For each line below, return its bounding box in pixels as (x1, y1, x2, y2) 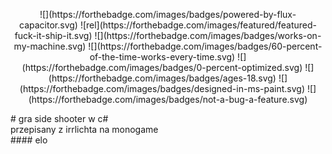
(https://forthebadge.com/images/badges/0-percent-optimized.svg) (21, 62, 303, 73)
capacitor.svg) (19, 19, 78, 31)
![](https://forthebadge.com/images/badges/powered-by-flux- (39, 9, 297, 20)
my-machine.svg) (13, 40, 87, 52)
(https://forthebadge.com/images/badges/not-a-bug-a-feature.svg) (28, 94, 308, 105)
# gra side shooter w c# (10, 113, 109, 124)
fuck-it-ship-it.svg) (14, 30, 93, 41)
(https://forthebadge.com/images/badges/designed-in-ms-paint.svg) (19, 83, 306, 94)
